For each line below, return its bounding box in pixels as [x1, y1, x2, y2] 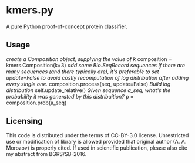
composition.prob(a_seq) [6, 99, 67, 106]
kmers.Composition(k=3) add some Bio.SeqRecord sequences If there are [6, 62, 185, 69]
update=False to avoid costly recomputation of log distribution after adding [6, 74, 189, 81]
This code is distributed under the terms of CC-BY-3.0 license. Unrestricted [6, 131, 189, 138]
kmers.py [6, 4, 54, 17]
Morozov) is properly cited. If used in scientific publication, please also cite [6, 144, 188, 151]
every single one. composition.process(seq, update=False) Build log [6, 80, 171, 87]
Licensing [6, 116, 43, 126]
